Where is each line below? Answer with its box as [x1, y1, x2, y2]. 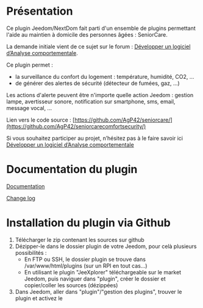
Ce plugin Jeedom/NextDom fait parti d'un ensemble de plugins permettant [6, 24, 196, 32]
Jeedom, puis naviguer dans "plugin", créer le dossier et [24, 275, 166, 282]
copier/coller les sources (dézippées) [24, 281, 118, 288]
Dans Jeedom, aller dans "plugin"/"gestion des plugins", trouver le [15, 288, 182, 295]
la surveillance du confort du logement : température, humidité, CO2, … [15, 73, 194, 80]
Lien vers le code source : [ [6, 116, 75, 123]
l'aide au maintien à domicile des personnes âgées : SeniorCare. [6, 31, 168, 38]
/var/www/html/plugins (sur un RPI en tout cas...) [24, 262, 148, 269]
